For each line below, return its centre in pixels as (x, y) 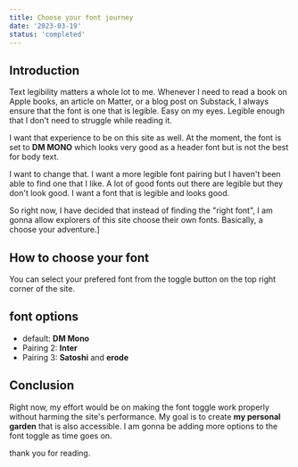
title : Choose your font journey (71, 17)
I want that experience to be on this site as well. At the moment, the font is (145, 138)
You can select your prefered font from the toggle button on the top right (143, 279)
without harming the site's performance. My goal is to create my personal (145, 416)
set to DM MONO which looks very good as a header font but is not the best (149, 148)
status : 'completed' (48, 34)
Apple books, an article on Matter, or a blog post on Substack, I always (139, 102)
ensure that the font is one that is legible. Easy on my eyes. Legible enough (147, 111)
